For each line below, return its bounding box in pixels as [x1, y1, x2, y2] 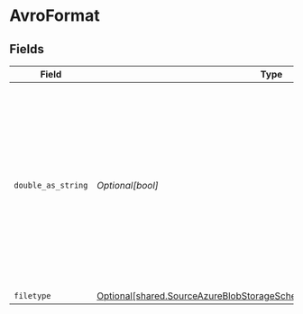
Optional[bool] [96, 180, 160, 191]
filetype [14, 291, 51, 300]
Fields [9, 42, 45, 57]
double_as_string [14, 180, 88, 190]
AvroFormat [9, 5, 101, 26]
